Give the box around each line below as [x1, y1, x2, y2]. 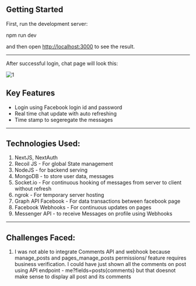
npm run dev [6, 32, 37, 39]
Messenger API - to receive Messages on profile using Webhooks [14, 210, 173, 217]
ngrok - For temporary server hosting [14, 192, 104, 199]
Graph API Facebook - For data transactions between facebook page [14, 198, 181, 205]
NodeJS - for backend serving [14, 166, 88, 173]
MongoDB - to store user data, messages [14, 173, 114, 180]
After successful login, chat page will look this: [6, 60, 118, 67]
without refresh [14, 185, 51, 192]
